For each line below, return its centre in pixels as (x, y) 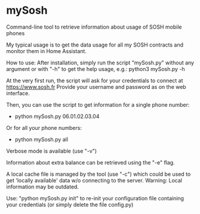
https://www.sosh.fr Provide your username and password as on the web (96, 86)
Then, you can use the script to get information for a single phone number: (98, 104)
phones (16, 33)
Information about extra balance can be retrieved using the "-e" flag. (90, 162)
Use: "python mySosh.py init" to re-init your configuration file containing (95, 198)
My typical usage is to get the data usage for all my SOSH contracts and (95, 45)
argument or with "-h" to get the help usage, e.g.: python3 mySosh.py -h (96, 69)
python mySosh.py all (41, 139)
